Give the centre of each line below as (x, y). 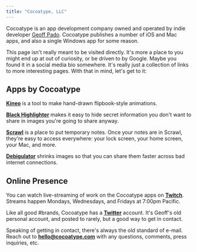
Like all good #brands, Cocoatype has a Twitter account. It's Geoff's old (94, 213)
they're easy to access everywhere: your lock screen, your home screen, (95, 139)
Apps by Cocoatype (43, 90)
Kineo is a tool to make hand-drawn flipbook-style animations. (82, 103)
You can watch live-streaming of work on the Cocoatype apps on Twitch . (95, 195)
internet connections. (32, 163)
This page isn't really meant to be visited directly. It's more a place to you (95, 52)
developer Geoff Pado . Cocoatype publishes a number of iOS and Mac (92, 34)
